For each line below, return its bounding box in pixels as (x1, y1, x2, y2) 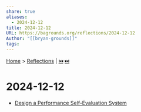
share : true (6, 8, 35, 15)
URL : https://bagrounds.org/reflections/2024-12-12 (6, 30, 135, 36)
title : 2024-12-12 (6, 24, 51, 31)
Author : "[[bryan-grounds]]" (6, 36, 78, 41)
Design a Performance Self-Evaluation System (14, 99, 127, 106)
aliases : (6, 14, 28, 20)
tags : (6, 41, 19, 47)
